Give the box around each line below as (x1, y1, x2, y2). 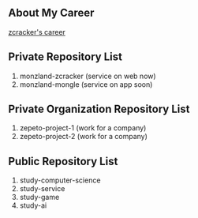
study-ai (19, 201, 47, 210)
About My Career (8, 6, 95, 20)
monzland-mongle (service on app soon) (19, 79, 153, 89)
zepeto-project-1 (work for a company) (19, 123, 147, 133)
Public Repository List (8, 154, 118, 168)
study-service (19, 184, 65, 194)
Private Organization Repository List (8, 103, 190, 116)
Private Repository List (8, 51, 122, 64)
